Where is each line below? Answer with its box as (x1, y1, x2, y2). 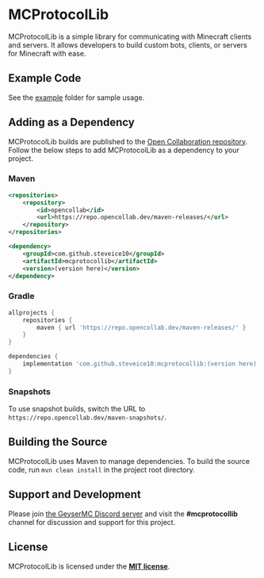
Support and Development (8, 488, 141, 501)
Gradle (8, 291, 35, 302)
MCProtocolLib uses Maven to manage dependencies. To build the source (8, 456, 251, 465)
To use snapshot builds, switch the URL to (8, 404, 146, 414)
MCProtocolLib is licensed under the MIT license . (8, 561, 170, 571)
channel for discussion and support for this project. (8, 517, 176, 526)
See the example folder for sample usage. (8, 93, 145, 102)
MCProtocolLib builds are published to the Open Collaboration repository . (8, 136, 248, 146)
